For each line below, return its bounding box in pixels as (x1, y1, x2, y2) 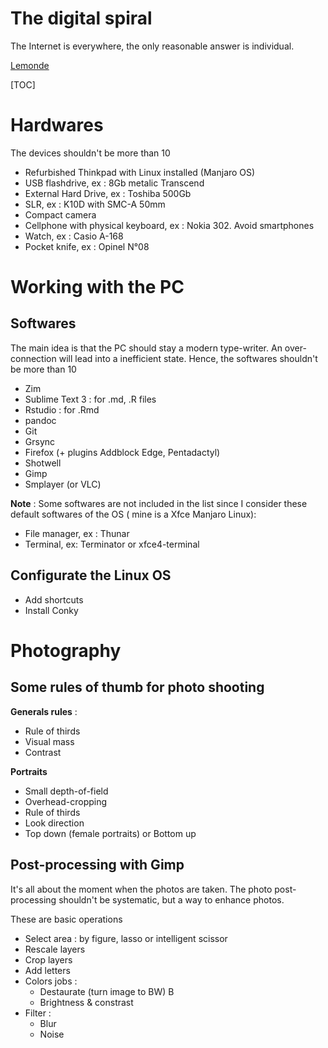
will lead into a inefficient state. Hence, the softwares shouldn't (58, 352, 318, 364)
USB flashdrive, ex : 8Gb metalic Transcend (24, 177, 205, 189)
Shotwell (24, 457, 62, 469)
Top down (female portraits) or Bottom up (24, 827, 197, 839)
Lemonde (10, 59, 50, 71)
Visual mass (24, 735, 75, 747)
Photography (10, 639, 122, 662)
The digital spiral (10, 7, 153, 30)
